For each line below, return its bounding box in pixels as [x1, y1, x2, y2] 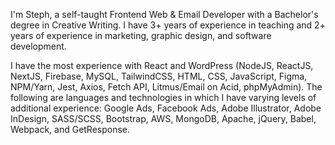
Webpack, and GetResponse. [10, 124, 131, 135]
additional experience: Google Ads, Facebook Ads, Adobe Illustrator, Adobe [10, 102, 322, 114]
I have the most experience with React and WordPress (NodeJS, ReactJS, [10, 60, 314, 71]
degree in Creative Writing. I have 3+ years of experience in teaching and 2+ [10, 19, 326, 31]
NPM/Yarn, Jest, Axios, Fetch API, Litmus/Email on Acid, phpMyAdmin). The [10, 81, 323, 93]
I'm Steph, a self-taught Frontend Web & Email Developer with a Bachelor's [10, 9, 319, 20]
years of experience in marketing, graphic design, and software [10, 30, 272, 41]
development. [10, 40, 67, 52]
